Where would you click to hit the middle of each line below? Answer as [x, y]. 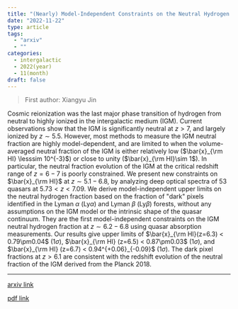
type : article [28, 27]
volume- [211, 144]
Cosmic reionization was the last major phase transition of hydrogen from [114, 113]
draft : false [27, 80]
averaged [21, 151]
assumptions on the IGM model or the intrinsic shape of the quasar [105, 212]
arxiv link [21, 285]
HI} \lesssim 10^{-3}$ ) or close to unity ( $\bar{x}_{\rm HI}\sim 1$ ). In [107, 159]
